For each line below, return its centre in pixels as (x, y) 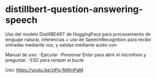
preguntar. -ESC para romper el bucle (44, 60)
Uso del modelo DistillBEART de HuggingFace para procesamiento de (78, 34)
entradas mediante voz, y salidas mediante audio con (61, 45)
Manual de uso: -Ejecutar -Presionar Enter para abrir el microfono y (76, 55)
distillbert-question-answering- (74, 9)
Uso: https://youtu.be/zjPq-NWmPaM (44, 70)
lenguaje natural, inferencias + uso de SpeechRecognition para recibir (78, 40)
